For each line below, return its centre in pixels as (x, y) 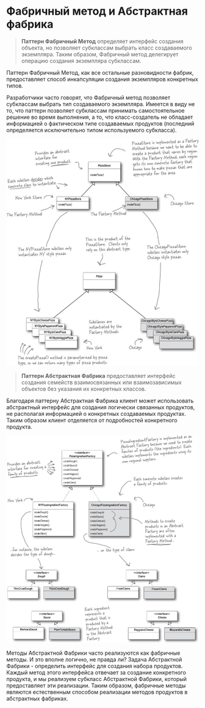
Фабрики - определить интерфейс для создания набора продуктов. (95, 666)
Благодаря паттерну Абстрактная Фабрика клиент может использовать (100, 401)
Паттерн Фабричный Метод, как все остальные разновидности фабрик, (100, 72)
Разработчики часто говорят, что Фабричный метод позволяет (88, 97)
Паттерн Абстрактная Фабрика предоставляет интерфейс (98, 375)
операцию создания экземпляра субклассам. (81, 61)
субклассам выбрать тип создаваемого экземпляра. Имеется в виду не (101, 104)
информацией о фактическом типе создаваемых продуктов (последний (100, 123)
